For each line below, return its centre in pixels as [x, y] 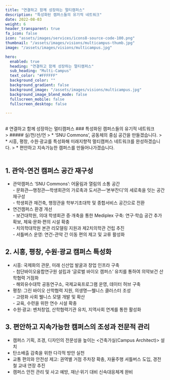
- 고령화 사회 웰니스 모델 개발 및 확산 [49, 296]
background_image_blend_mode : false [48, 94]
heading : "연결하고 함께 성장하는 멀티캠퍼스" [52, 66]
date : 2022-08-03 [24, 19]
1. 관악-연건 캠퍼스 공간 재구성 [49, 170]
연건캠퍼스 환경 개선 [32, 209]
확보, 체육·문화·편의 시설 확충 [41, 222]
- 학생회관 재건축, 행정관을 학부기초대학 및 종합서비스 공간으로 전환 [79, 203]
